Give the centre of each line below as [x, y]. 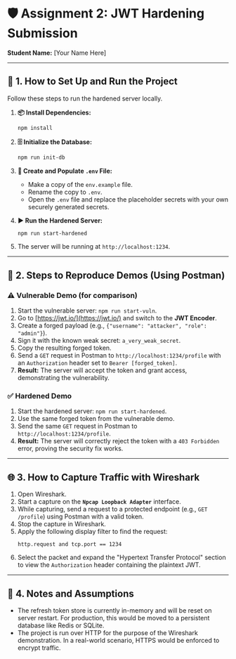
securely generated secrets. [68, 207]
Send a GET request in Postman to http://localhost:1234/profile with [119, 355]
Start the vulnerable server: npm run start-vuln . [87, 311]
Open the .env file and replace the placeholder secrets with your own [128, 199]
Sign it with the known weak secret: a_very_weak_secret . [99, 341]
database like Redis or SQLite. [61, 625]
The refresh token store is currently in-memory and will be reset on [114, 610]
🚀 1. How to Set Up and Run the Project [92, 81]
